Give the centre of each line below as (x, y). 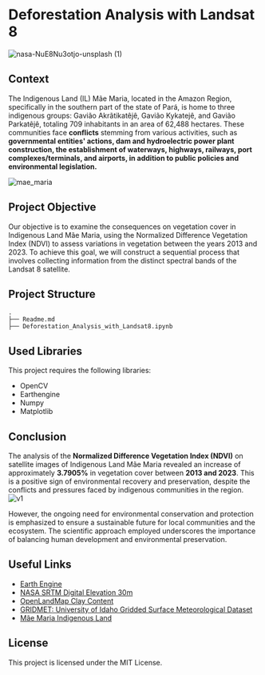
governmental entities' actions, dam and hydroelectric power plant (121, 141)
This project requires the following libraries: (80, 371)
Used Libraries (45, 351)
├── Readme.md (32, 319)
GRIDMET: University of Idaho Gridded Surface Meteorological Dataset (136, 609)
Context (29, 79)
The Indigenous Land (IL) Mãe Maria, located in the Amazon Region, (120, 98)
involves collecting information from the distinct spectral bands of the (123, 260)
